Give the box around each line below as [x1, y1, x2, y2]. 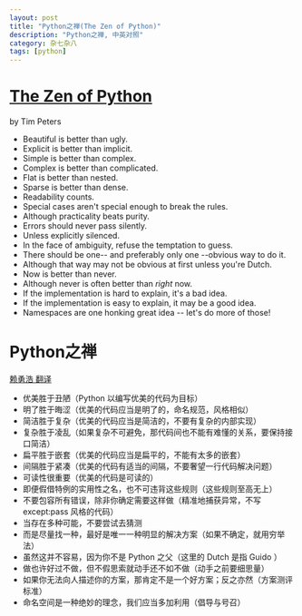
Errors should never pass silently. [22, 220, 148, 231]
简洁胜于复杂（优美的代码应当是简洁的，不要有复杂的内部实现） [22, 416, 261, 426]
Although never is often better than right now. [22, 279, 193, 289]
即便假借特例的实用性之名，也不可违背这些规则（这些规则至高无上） [22, 484, 278, 494]
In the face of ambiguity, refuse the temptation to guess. [22, 240, 233, 250]
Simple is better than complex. [22, 153, 137, 164]
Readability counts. [22, 191, 95, 202]
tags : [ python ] [9, 47, 67, 56]
